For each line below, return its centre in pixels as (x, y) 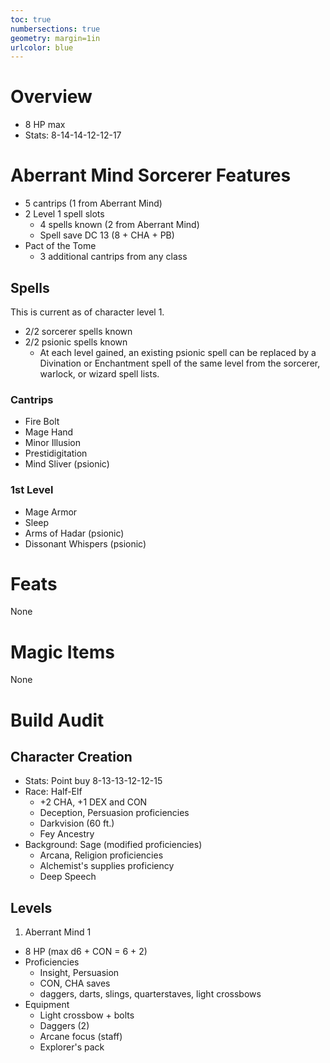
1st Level (32, 490)
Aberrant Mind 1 (58, 932)
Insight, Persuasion (79, 973)
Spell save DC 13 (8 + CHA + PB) (107, 235)
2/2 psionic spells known (76, 342)
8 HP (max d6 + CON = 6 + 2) (86, 952)
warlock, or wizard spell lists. (99, 373)
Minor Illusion (52, 443)
